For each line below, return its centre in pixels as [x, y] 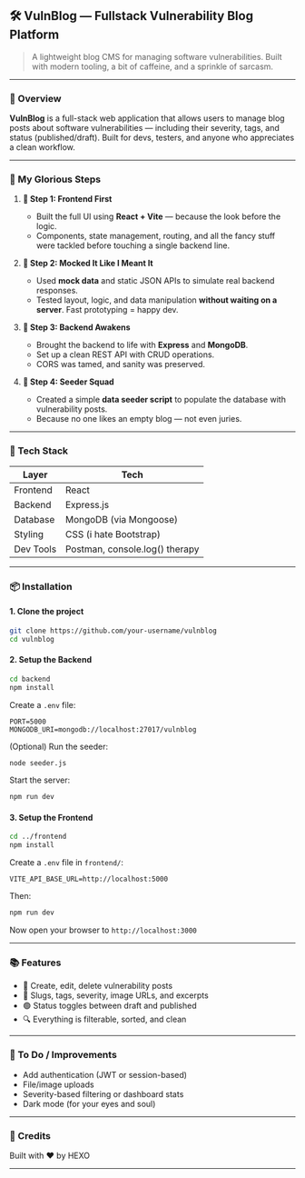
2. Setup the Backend [51, 660]
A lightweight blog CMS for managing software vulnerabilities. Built [157, 56]
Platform [34, 35]
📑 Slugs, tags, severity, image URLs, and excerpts [115, 995]
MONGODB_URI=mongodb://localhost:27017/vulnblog [103, 729]
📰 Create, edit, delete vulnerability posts [98, 986]
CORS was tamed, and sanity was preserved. [121, 364]
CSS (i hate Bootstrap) [113, 534]
